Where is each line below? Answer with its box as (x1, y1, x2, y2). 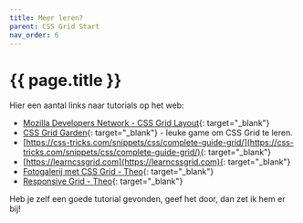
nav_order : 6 (9, 30, 59, 39)
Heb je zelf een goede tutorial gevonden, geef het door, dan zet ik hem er (9, 194, 286, 205)
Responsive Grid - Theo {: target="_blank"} (22, 175, 183, 187)
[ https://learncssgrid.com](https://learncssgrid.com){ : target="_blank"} (22, 156, 291, 167)
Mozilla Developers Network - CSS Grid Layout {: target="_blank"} (22, 118, 270, 129)
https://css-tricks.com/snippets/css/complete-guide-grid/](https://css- (26, 137, 295, 148)
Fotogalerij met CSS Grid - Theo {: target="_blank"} (22, 166, 214, 177)
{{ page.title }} (9, 69, 122, 90)
